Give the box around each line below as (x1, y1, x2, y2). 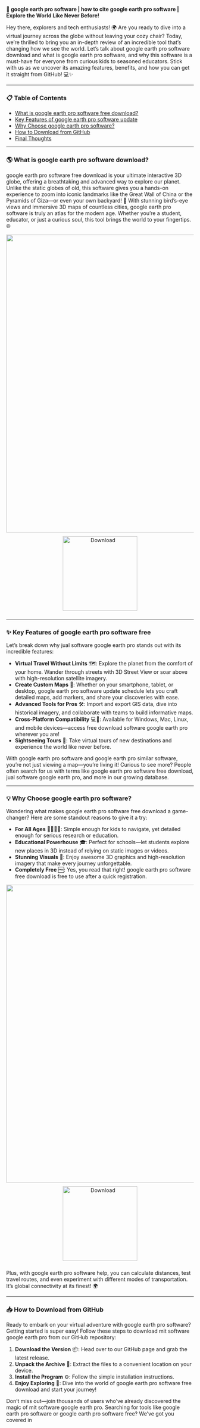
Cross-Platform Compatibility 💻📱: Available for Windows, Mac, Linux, (14, 715, 189, 723)
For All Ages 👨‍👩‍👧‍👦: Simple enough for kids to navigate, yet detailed (14, 826, 181, 833)
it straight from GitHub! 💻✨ (6, 71, 74, 77)
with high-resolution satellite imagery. (14, 674, 108, 682)
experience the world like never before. (14, 743, 111, 750)
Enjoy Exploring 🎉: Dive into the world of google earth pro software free (14, 1380, 192, 1387)
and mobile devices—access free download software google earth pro (14, 724, 188, 731)
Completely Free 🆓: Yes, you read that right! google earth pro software (14, 866, 191, 873)
